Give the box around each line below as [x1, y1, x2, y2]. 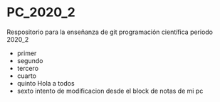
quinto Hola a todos [16, 79, 75, 87]
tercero [16, 64, 39, 72]
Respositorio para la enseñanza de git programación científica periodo [6, 28, 214, 36]
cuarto [16, 72, 37, 80]
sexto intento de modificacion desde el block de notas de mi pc [16, 86, 204, 95]
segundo [16, 56, 43, 64]
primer [16, 49, 37, 57]
